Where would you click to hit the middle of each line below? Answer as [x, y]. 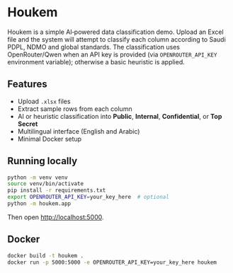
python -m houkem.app [39, 204]
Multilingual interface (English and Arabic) [79, 131]
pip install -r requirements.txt [57, 191]
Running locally [42, 161]
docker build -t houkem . [45, 255]
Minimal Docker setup [50, 139]
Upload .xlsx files [44, 101]
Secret [28, 124]
